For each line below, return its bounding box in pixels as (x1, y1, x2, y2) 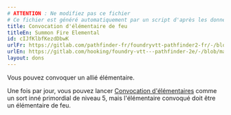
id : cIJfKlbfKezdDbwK (7, 36, 69, 42)
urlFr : (7, 42, 26, 49)
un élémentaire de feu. (7, 101, 71, 110)
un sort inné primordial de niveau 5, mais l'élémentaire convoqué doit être (7, 94, 216, 102)
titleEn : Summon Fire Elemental (7, 29, 100, 36)
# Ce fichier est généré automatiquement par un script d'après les (7, 16, 208, 23)
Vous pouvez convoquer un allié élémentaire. (7, 73, 135, 81)
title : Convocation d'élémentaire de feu (7, 23, 128, 29)
